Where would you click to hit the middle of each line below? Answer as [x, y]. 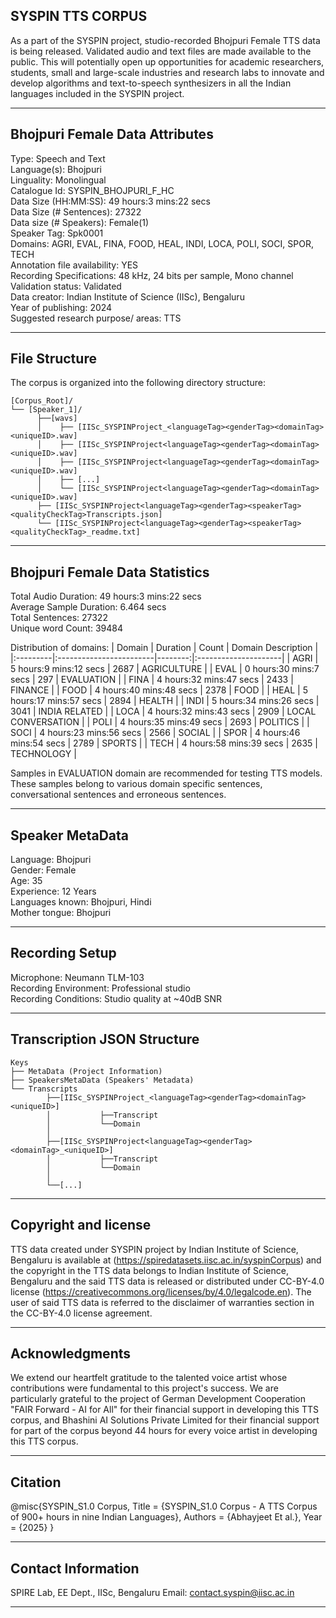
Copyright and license [81, 1225]
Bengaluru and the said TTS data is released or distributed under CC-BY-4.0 [167, 1281]
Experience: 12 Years [53, 891]
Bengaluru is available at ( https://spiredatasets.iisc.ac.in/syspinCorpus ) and [166, 1260]
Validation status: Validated [66, 286]
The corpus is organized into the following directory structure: [138, 383]
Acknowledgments [71, 1353]
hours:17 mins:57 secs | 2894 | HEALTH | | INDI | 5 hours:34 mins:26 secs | [165, 701]
